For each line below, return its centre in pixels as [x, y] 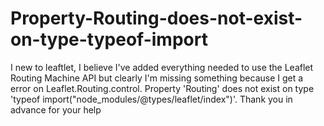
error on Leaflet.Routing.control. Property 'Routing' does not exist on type [162, 88]
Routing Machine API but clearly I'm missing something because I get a [157, 78]
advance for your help [56, 109]
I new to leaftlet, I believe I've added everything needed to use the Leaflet [162, 67]
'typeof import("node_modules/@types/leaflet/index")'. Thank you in [151, 99]
